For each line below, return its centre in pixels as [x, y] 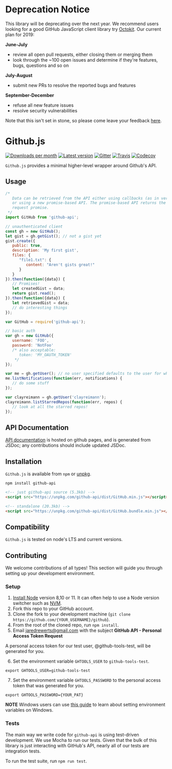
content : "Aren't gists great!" [60, 265]
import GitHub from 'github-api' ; [42, 217]
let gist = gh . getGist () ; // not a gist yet [53, 236]
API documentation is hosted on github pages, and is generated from [78, 440]
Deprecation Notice [48, 9]
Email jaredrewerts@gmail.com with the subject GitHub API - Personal [87, 630]
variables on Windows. [29, 710]
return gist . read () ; [34, 294]
